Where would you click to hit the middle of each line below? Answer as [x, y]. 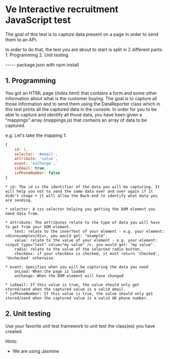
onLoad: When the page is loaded [50, 271]
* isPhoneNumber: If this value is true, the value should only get [79, 293]
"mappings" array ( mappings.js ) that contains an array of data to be [76, 120]
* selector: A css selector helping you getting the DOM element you [80, 209]
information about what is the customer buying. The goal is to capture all [81, 98]
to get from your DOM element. [38, 227]
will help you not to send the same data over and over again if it [79, 191]
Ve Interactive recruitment [62, 9]
